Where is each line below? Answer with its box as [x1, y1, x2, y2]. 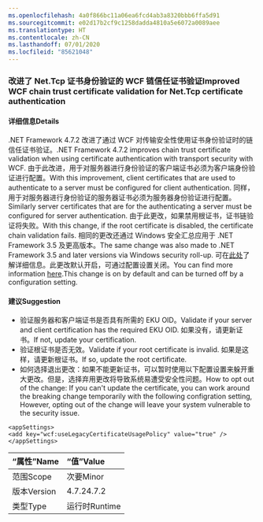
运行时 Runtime [66, 501, 121, 512]
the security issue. [19, 409, 80, 418]
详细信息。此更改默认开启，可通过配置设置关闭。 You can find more [14, 261, 234, 270]
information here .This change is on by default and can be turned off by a [8, 269, 244, 279]
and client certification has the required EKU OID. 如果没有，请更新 [19, 325, 236, 335]
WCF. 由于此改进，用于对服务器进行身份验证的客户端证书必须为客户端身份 [8, 163, 249, 173]
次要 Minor [66, 472, 105, 483]
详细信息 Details [8, 116, 60, 126]
